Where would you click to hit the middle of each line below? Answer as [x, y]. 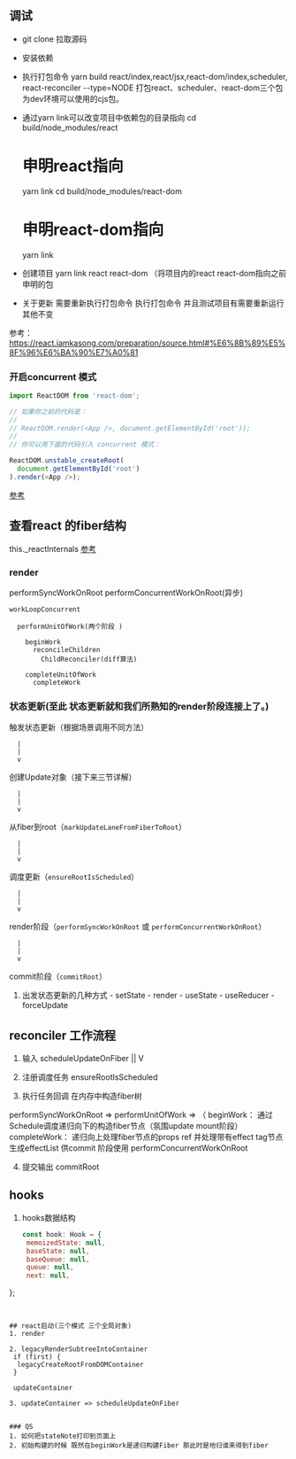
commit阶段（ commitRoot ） [58, 976]
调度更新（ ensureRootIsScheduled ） [74, 877]
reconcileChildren [66, 649]
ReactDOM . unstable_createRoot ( [67, 461]
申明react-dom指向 [93, 229]
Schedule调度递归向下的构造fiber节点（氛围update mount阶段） [126, 1126]
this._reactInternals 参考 [53, 548]
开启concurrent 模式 [53, 376]
